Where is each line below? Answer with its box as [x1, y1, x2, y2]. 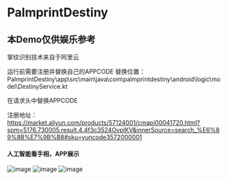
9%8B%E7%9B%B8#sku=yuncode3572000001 [7, 133, 142, 141]
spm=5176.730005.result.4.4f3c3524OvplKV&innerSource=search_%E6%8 [7, 126, 220, 134]
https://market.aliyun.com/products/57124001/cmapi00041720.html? [7, 119, 200, 127]
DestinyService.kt [18, 82, 68, 90]
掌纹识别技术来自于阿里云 [7, 53, 79, 61]
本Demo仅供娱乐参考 [7, 33, 96, 45]
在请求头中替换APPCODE [7, 97, 78, 104]
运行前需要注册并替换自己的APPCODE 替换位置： [7, 67, 146, 76]
